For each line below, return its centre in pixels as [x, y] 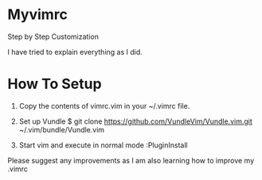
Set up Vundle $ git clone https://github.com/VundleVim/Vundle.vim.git [135, 121]
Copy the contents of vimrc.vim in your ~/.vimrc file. [104, 105]
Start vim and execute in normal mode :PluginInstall [103, 145]
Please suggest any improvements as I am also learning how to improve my [131, 160]
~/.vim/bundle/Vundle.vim [62, 129]
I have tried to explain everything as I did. [75, 52]
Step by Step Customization [53, 36]
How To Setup [55, 84]
